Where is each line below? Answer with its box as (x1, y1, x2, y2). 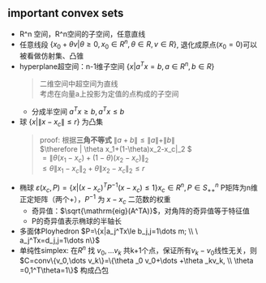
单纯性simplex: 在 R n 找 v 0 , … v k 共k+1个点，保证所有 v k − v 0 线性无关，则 (19, 243, 257, 257)
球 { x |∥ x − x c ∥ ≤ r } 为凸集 (19, 117, 104, 128)
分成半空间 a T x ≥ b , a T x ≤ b (31, 105, 125, 116)
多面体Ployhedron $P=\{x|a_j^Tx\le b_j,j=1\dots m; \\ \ (19, 226, 198, 236)
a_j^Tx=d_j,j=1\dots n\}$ (19, 235, 101, 245)
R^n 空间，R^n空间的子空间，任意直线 (19, 28, 146, 39)
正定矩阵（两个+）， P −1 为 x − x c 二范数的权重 (19, 193, 171, 206)
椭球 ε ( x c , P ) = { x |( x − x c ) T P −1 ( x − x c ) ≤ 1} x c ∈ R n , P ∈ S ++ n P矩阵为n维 (19, 181, 259, 194)
